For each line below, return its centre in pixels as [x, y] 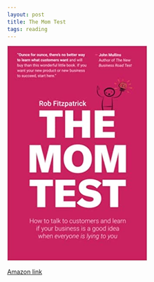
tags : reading [28, 29]
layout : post [26, 14]
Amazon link [25, 272]
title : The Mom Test [37, 22]
